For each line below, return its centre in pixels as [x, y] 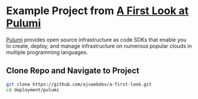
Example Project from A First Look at [98, 11]
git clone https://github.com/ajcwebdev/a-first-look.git [79, 84]
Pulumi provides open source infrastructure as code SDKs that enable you [96, 39]
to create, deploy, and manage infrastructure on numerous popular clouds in [99, 46]
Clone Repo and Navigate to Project [73, 71]
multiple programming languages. [47, 52]
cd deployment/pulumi [33, 90]
